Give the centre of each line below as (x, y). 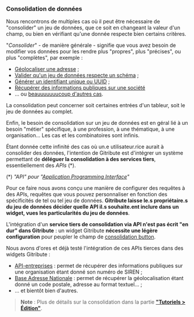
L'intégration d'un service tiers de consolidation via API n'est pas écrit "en (97, 224)
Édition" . (31, 308)
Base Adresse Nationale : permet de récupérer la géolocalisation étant (99, 278)
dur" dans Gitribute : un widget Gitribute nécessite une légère (82, 231)
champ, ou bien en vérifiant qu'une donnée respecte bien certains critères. (96, 34)
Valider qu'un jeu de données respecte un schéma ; (77, 76)
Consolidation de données (44, 9)
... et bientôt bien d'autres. (46, 291)
